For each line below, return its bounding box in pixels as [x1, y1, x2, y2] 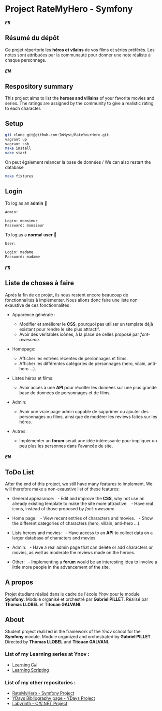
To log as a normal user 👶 [5, 232, 57, 238]
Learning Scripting [12, 667, 49, 673]
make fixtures [5, 174, 34, 179]
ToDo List [5, 468, 34, 476]
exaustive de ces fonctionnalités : [5, 302, 72, 308]
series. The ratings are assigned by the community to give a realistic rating [5, 101, 154, 106]
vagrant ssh [5, 141, 29, 146]
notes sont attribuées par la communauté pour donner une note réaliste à [5, 52, 151, 58]
